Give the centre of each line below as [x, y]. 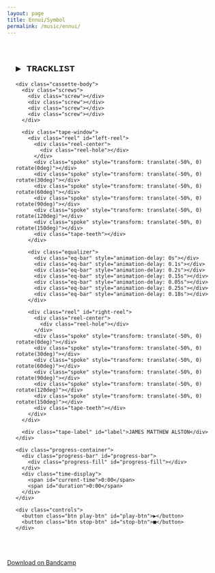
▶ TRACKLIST [45, 69]
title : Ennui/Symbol [37, 20]
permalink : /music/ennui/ [44, 26]
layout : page [26, 13]
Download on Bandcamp [42, 563]
